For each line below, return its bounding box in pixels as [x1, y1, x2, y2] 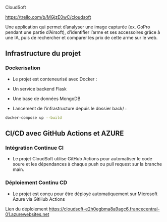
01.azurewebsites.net [5, 211, 49, 217]
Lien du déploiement [5, 206, 48, 212]
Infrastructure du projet [5, 49, 81, 58]
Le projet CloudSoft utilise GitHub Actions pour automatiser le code [12, 156, 152, 162]
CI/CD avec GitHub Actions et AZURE [5, 129, 124, 138]
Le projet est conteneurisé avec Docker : [12, 76, 97, 82]
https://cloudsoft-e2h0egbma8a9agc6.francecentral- [48, 206, 160, 212]
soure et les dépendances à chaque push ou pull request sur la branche [12, 161, 162, 167]
